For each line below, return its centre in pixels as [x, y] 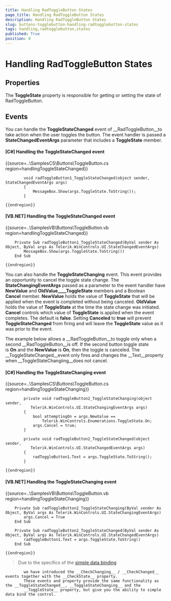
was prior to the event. [29, 329]
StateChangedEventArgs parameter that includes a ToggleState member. [84, 140]
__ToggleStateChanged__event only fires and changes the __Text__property [84, 355]
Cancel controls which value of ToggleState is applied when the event [80, 313]
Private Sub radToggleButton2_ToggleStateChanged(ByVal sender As [87, 530]
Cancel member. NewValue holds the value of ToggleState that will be [80, 296]
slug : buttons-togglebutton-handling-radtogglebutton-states [72, 24]
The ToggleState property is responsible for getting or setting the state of [83, 95]
